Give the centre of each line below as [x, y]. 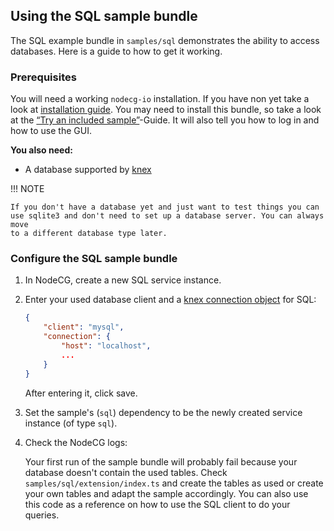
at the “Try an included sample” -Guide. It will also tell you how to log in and [165, 120]
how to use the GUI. [51, 131]
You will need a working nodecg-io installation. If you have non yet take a [160, 99]
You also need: [41, 150]
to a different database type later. [89, 234]
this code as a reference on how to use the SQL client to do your [157, 504]
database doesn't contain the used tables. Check [126, 472]
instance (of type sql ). [71, 423]
